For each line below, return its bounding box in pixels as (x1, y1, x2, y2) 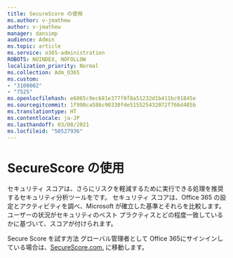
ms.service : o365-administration (7, 50, 105, 57)
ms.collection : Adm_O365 (7, 69, 80, 76)
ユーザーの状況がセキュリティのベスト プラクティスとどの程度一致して (7, 211, 211, 219)
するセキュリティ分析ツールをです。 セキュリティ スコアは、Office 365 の (7, 193, 220, 202)
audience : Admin (7, 36, 55, 43)
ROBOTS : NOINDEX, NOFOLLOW (7, 56, 86, 63)
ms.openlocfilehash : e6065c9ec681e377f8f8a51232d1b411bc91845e (7, 95, 197, 102)
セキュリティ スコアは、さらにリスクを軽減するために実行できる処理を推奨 (7, 184, 224, 193)
